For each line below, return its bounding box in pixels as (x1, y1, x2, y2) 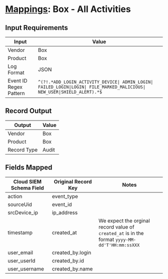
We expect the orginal (98, 217, 150, 224)
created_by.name (51, 265, 93, 272)
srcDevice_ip (7, 209, 38, 216)
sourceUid (7, 201, 32, 208)
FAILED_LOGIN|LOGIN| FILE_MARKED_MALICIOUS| (38, 84, 146, 89)
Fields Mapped (5, 163, 52, 172)
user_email (7, 249, 33, 256)
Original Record (53, 178, 92, 185)
